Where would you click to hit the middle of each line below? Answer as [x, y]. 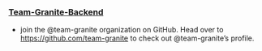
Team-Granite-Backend [56, 12]
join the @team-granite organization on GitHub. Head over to [122, 30]
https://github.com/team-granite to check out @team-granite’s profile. [137, 38]
